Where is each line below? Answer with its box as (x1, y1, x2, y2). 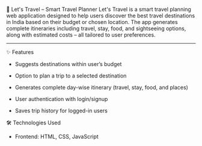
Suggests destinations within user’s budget (14, 61, 122, 67)
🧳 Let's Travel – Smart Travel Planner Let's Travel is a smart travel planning (6, 6, 191, 13)
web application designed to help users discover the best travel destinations (6, 12, 195, 19)
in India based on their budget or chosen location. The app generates (6, 19, 179, 25)
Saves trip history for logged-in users (14, 107, 108, 114)
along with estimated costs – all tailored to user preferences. (6, 31, 156, 38)
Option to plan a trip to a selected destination (14, 72, 127, 79)
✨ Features (6, 49, 34, 55)
